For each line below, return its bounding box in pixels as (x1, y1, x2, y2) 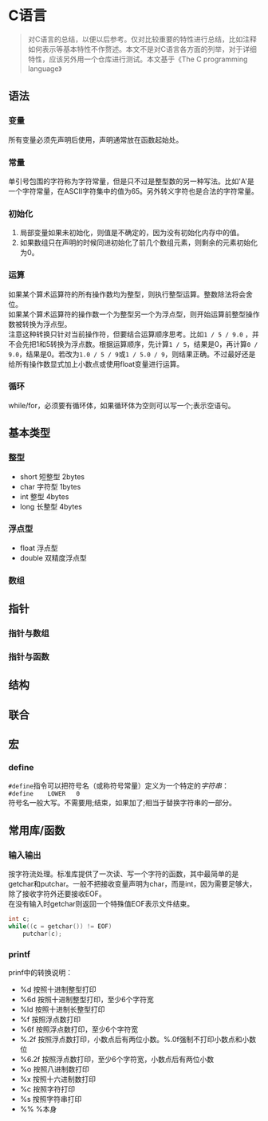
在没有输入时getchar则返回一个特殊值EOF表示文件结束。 (8, 899, 194, 909)
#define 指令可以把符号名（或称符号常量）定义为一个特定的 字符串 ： (8, 781, 230, 791)
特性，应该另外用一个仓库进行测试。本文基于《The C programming (27, 54, 248, 64)
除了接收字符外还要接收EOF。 (8, 889, 106, 899)
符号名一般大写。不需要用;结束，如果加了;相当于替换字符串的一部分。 (8, 798, 237, 808)
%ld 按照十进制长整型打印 (19, 1005, 105, 1014)
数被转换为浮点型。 (8, 319, 72, 328)
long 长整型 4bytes (19, 501, 82, 511)
